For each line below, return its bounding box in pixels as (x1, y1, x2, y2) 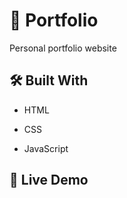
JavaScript (23, 142, 69, 154)
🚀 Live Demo (9, 172, 89, 189)
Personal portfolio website (9, 42, 117, 54)
